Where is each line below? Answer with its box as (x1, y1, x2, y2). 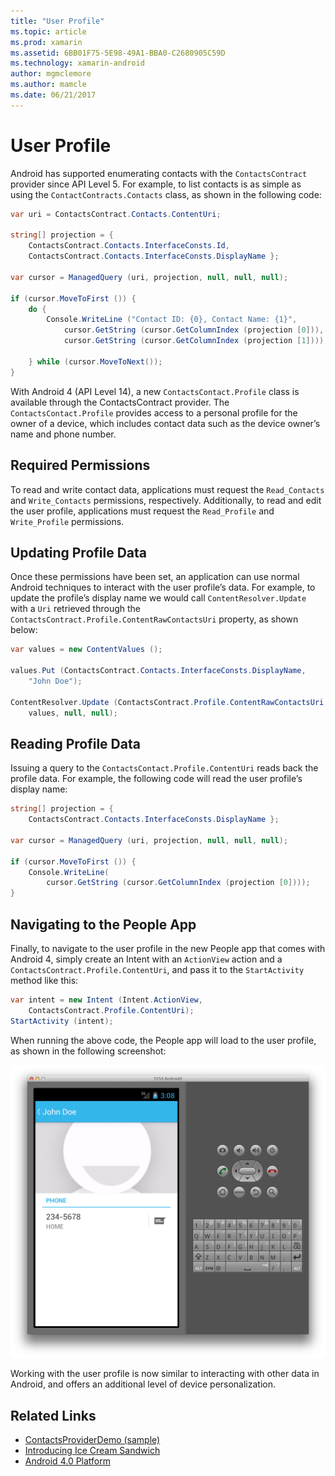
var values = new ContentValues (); (10, 645, 163, 655)
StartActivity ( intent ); (10, 1016, 114, 1026)
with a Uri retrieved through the (10, 603, 141, 615)
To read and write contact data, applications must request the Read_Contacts (10, 483, 325, 495)
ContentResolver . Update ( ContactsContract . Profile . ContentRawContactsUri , (10, 697, 329, 707)
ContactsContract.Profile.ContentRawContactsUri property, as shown (10, 613, 299, 625)
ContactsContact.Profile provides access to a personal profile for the (10, 406, 298, 419)
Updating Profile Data (10, 544, 147, 561)
